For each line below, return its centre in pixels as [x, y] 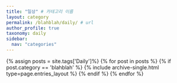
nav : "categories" [34, 45]
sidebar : [17, 39]
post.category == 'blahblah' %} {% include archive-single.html [83, 67]
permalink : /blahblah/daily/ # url [50, 22]
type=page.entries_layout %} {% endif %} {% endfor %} [75, 74]
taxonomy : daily [26, 34]
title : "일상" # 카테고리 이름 [40, 11]
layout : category [28, 17]
